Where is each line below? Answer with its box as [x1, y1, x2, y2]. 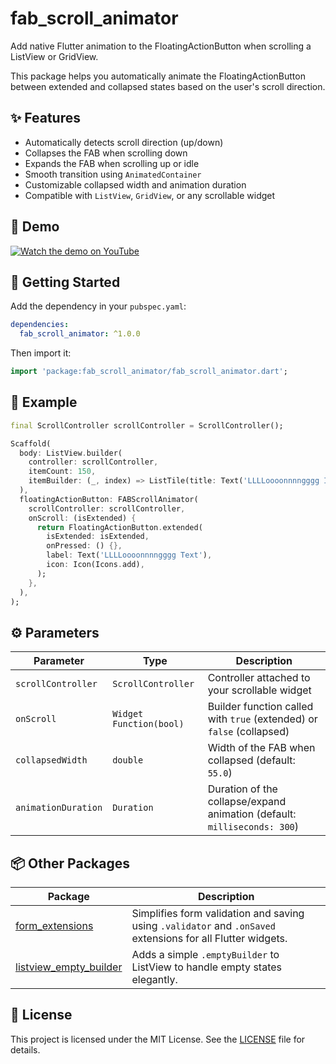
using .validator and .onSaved [131, 919, 276, 933]
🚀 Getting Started [10, 273, 121, 291]
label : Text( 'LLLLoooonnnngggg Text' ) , [46, 550, 213, 561]
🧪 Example [10, 394, 78, 411]
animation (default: [207, 807, 297, 821]
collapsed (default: [207, 753, 296, 767]
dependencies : [10, 320, 70, 330]
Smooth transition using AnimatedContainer [24, 168, 202, 180]
